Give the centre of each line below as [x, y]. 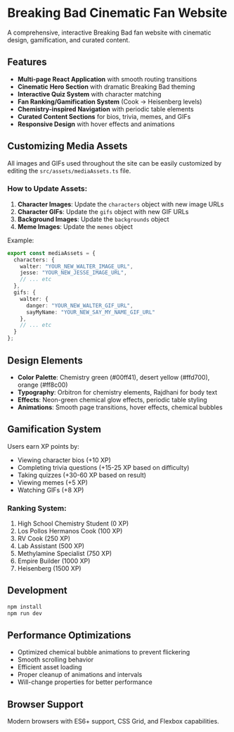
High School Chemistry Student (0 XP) [73, 523]
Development [38, 591]
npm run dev [25, 613]
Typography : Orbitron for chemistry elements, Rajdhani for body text [117, 392]
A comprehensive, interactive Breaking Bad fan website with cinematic [109, 32]
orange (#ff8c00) [43, 385]
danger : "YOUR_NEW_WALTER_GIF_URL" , [79, 305]
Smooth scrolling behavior [56, 659]
